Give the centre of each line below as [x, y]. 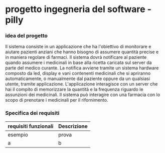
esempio [18, 134]
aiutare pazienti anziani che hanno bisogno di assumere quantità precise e [82, 52]
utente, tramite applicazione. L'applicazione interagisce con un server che [81, 84]
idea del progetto [26, 36]
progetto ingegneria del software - [78, 9]
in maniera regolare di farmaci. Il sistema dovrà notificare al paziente [76, 57]
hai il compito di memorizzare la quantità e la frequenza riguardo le [74, 90]
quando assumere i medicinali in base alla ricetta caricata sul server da [78, 63]
